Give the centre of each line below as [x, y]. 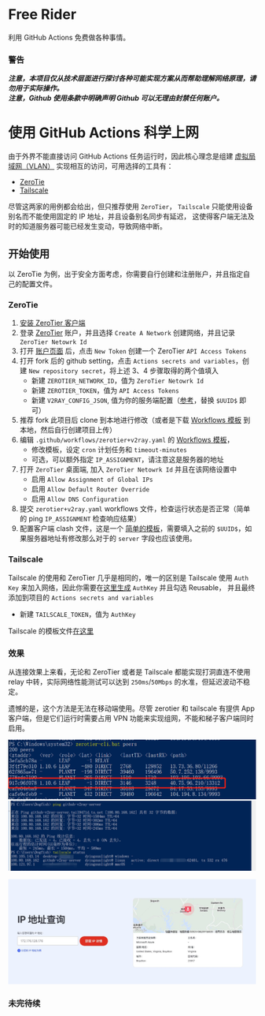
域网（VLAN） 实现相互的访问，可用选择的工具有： [91, 166]
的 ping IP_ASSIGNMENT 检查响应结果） [80, 519]
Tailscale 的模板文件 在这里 [51, 631]
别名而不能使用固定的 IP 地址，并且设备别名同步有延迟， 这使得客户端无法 [128, 217]
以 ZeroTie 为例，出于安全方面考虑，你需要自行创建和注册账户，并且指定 [126, 274]
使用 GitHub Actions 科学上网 [103, 133]
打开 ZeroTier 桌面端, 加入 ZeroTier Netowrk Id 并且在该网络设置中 [128, 469]
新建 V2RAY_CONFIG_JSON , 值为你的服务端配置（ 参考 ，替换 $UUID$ [134, 401]
